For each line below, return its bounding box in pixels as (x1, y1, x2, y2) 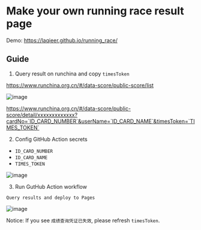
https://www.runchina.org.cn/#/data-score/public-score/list (6, 81, 154, 89)
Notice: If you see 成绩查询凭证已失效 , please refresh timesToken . (6, 217, 160, 224)
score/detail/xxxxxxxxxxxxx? (6, 111, 78, 118)
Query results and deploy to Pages (6, 195, 95, 201)
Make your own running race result (6, 4, 184, 18)
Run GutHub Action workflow (14, 183, 87, 190)
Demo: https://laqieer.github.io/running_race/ (6, 37, 118, 44)
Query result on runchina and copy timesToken (14, 70, 130, 77)
